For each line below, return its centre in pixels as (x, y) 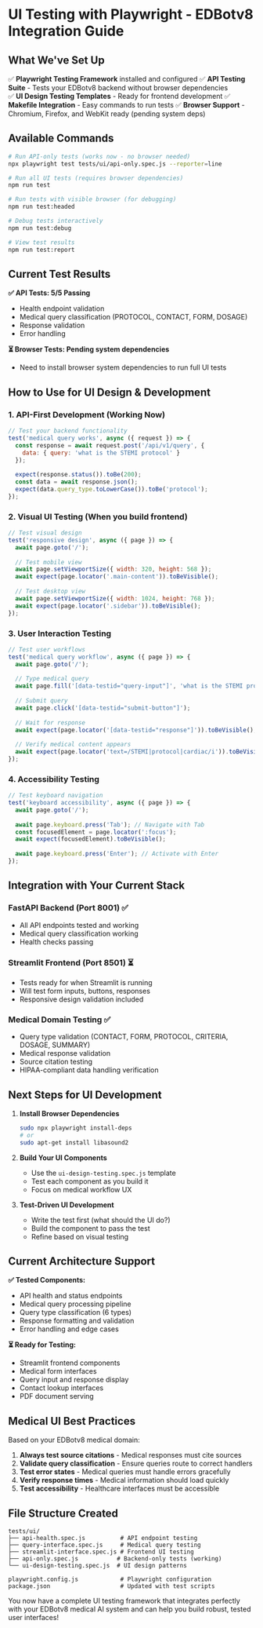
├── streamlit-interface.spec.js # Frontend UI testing (101, 1552)
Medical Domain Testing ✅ (59, 1020)
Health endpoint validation (62, 308)
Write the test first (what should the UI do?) (101, 1220)
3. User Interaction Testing (60, 633)
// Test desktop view (50, 591)
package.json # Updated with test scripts (112, 1586)
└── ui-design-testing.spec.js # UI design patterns (98, 1566)
